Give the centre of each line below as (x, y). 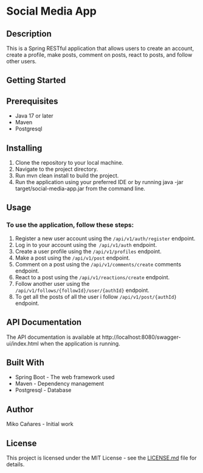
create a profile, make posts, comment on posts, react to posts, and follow (99, 55)
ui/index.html (22, 343)
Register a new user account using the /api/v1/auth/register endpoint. (105, 238)
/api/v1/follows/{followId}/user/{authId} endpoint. (82, 290)
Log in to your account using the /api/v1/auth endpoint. (86, 244)
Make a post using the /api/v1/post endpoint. (73, 258)
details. (15, 464)
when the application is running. (80, 343)
